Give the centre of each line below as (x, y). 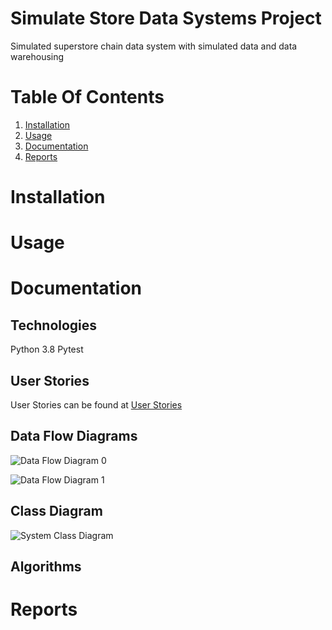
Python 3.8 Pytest (47, 349)
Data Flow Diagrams (74, 436)
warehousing (37, 56)
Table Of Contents (87, 97)
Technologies (54, 325)
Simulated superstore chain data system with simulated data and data (154, 46)
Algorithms (46, 567)
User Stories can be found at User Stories (96, 405)
